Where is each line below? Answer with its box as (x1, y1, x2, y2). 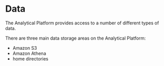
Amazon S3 (12, 45, 37, 51)
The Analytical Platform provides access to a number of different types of (5, 20, 159, 26)
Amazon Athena (12, 50, 47, 56)
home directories (12, 55, 49, 61)
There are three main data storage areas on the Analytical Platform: (5, 35, 146, 41)
